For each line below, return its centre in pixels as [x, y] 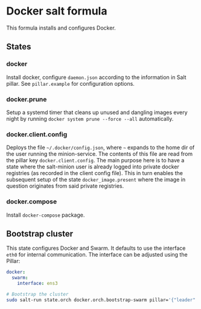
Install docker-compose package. [46, 215]
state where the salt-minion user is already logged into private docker [93, 167]
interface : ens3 [38, 284]
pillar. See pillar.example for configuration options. [70, 83]
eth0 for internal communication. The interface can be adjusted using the [97, 255]
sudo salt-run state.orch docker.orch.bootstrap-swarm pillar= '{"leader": [102, 300]
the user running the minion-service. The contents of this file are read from [100, 154]
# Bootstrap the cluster [37, 294]
